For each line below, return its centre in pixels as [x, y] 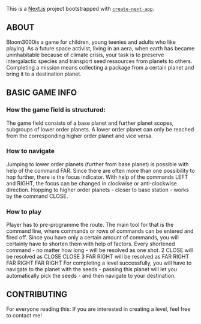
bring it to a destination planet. [44, 74]
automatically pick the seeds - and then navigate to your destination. [91, 276]
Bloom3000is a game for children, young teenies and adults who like [91, 42]
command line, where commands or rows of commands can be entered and [100, 231]
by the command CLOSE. [37, 196]
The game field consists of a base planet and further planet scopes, [90, 123]
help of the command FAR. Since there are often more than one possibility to [100, 170]
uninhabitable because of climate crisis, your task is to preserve [85, 55]
